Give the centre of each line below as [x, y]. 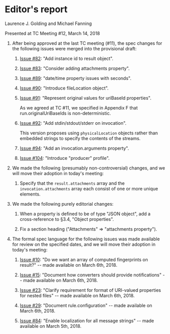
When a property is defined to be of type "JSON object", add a [85, 214]
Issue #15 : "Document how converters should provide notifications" [91, 275]
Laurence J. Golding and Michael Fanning [48, 23]
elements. [30, 194]
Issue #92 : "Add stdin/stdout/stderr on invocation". [73, 123]
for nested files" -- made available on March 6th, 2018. [77, 295]
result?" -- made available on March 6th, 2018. [68, 265]
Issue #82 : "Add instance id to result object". [66, 58]
